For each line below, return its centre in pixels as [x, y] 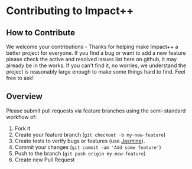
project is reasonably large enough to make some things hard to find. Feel [96, 72]
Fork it [22, 128]
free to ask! [20, 78]
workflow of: [22, 117]
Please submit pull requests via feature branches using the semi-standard [96, 111]
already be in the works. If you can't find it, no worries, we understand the [96, 65]
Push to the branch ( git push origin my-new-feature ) [80, 153]
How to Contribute [41, 33]
